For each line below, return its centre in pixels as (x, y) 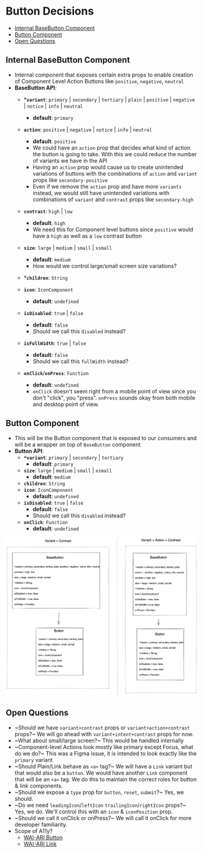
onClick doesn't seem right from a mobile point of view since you (114, 391)
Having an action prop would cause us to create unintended (108, 167)
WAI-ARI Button (43, 837)
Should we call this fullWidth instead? (81, 361)
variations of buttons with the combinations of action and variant (115, 173)
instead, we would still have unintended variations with (101, 193)
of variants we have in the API (70, 161)
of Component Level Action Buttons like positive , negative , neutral (99, 81)
